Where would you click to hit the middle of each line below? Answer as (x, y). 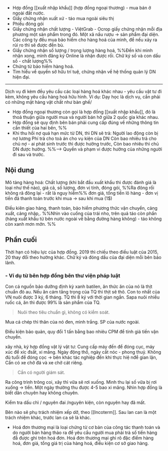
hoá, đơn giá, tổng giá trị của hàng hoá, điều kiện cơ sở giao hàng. (80, 443)
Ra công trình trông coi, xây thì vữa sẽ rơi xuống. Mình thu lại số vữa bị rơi (81, 382)
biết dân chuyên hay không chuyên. (42, 393)
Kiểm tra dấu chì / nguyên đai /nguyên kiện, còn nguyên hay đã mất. (75, 402)
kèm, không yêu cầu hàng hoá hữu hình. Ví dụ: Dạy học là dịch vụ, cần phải (83, 97)
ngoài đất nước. (28, 13)
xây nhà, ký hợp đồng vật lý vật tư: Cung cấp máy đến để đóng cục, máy (80, 347)
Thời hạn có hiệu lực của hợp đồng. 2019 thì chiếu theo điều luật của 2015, (82, 252)
